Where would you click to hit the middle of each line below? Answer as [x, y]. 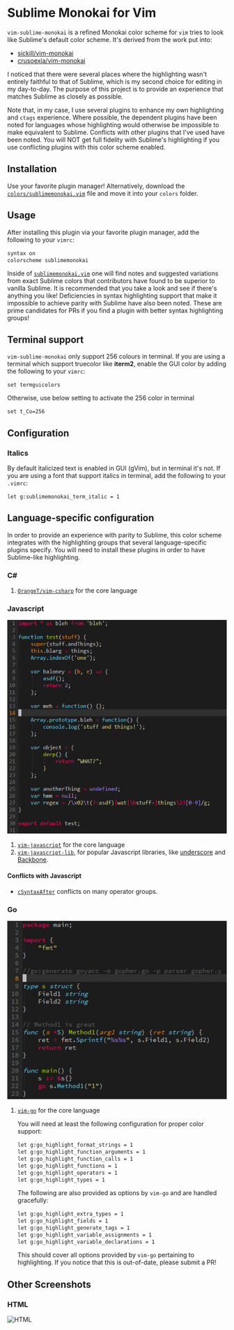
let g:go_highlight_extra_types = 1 [70, 1214]
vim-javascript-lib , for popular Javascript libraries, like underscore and [122, 852]
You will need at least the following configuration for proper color [110, 1124]
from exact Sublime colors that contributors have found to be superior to [111, 280]
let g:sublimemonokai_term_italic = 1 [63, 497]
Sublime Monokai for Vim [82, 13]
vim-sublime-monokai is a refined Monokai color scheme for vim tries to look [116, 32]
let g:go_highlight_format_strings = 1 [75, 1145]
